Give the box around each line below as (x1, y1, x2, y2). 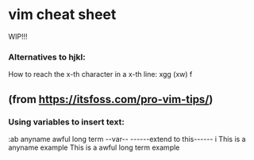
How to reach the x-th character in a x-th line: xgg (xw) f (8, 70, 193, 79)
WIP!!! (8, 32, 28, 41)
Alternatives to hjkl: (8, 51, 86, 63)
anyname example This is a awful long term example (8, 143, 180, 152)
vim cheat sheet (8, 6, 117, 24)
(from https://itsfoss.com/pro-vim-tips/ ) (8, 93, 214, 106)
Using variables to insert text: (8, 116, 125, 128)
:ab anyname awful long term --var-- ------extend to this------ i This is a (8, 134, 246, 143)
